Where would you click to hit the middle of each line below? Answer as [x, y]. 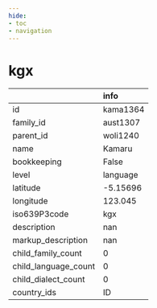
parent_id [30, 136]
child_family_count [47, 253]
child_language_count [54, 266]
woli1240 [121, 136]
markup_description [50, 240]
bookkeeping [37, 162]
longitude [30, 201]
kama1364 [124, 109]
